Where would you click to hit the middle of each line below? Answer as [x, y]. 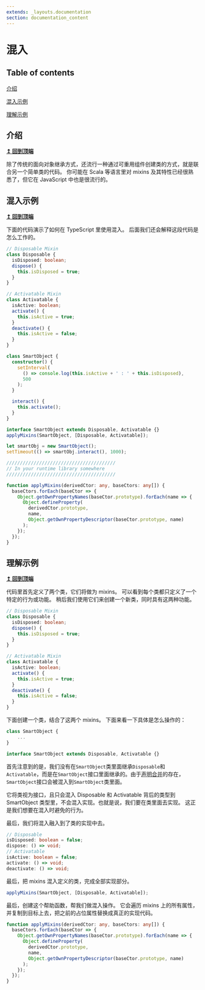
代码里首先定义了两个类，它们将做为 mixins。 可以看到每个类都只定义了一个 [102, 592]
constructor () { [32, 362]
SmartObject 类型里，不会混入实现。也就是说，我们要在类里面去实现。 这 [99, 802]
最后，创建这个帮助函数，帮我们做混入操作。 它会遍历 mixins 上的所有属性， [102, 905]
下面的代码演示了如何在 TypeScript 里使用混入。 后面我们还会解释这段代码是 [103, 229]
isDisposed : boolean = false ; [45, 840]
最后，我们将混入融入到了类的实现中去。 [57, 823]
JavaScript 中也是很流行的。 [75, 180]
